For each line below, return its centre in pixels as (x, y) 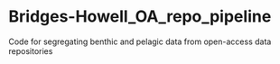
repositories (31, 50)
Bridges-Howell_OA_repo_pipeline (140, 17)
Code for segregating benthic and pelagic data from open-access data (140, 41)
